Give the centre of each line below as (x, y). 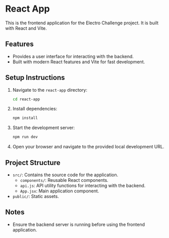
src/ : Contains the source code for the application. (65, 175)
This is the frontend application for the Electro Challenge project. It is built (82, 23)
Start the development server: (44, 128)
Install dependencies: (35, 109)
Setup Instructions (35, 78)
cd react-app (26, 99)
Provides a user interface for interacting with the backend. (73, 56)
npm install (25, 118)
